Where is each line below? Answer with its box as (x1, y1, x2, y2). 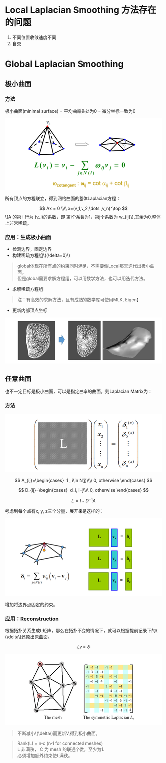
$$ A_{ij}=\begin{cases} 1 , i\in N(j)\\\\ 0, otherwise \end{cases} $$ (14, 477, 153, 484)
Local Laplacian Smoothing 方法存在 (5, 4, 157, 16)
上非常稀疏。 (5, 220, 31, 226)
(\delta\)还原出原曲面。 (5, 634, 52, 640)
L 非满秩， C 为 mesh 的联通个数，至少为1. (17, 746, 105, 752)
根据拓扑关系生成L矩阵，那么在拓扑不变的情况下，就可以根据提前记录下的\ (5, 628, 158, 634)
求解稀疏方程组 (12, 286, 43, 292)
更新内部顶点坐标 (12, 307, 48, 313)
